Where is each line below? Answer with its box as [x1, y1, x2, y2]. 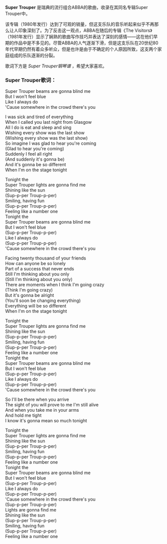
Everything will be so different [5, 303, 67, 309]
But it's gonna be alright [5, 292, 54, 298]
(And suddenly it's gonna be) [5, 156, 65, 162]
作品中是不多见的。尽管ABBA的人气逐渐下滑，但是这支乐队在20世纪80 [13, 40, 159, 46]
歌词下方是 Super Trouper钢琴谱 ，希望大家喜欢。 [5, 63, 107, 69]
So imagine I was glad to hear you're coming [5, 140, 96, 146]
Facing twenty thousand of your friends [5, 255, 86, 261]
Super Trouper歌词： [5, 76, 56, 83]
